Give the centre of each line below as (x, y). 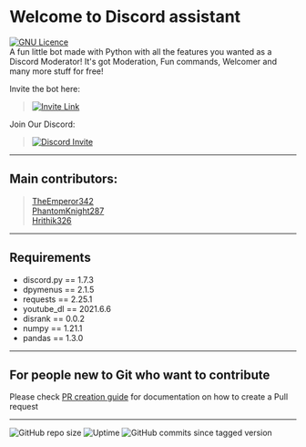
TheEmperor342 (62, 201)
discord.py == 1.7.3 (58, 279)
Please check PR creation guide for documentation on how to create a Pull (149, 397)
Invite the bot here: (45, 88)
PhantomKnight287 (68, 211)
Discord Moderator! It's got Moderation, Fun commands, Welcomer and (143, 61)
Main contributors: (64, 179)
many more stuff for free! (56, 71)
